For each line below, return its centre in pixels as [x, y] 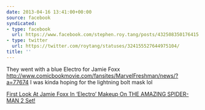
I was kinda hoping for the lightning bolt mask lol [91, 82]
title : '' [19, 52]
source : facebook [29, 18]
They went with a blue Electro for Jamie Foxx [63, 69]
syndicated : [21, 23]
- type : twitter [27, 40]
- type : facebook [29, 29]
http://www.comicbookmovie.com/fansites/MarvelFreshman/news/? [92, 75]
